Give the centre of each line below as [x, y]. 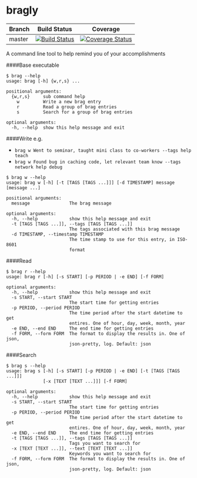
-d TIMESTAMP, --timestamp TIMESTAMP [58, 234]
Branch [19, 29]
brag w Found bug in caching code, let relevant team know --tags [98, 162]
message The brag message [61, 203]
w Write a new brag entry [59, 102]
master [19, 39]
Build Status [55, 29]
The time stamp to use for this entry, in [122, 239]
